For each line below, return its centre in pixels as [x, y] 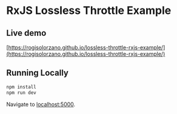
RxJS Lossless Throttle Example [89, 11]
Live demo [26, 33]
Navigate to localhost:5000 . [41, 104]
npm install [21, 87]
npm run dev [21, 92]
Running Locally [37, 73]
